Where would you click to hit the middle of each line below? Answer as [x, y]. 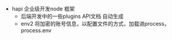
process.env [36, 30]
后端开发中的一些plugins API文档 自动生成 [72, 16]
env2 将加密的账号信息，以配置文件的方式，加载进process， [95, 24]
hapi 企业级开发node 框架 [43, 9]
